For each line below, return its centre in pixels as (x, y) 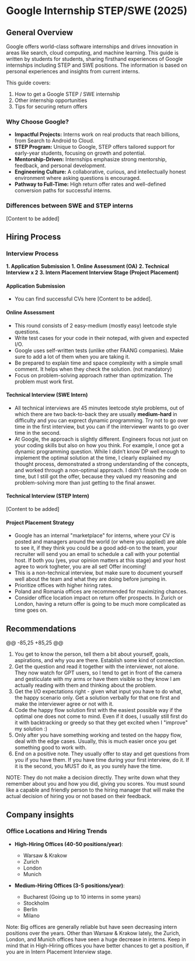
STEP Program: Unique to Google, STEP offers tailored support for (95, 147)
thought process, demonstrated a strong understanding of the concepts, (102, 464)
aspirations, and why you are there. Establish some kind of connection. (100, 660)
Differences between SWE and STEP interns (69, 206)
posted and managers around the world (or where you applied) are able (100, 542)
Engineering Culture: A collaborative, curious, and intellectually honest (100, 172)
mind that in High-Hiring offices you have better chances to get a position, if (97, 945)
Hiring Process (34, 236)
